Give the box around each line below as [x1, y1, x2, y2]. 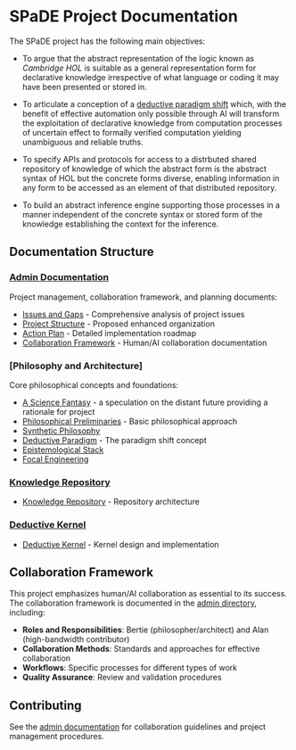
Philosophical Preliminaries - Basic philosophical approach [21, 416, 238, 426]
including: [9, 607, 46, 618]
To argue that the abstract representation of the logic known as [21, 53, 255, 63]
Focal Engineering [21, 453, 89, 465]
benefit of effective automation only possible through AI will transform [21, 108, 280, 119]
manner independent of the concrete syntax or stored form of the [21, 209, 263, 219]
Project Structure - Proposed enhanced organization [21, 318, 216, 329]
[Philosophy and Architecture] [9, 359, 143, 372]
